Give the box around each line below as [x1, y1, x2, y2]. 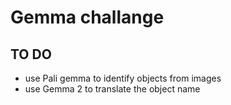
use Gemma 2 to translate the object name [24, 83, 201, 95]
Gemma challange [10, 6, 165, 29]
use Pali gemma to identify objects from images [24, 72, 222, 84]
